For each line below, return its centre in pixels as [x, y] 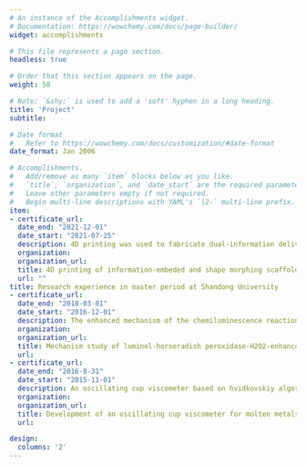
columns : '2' [42, 448]
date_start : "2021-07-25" [67, 236]
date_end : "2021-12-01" [62, 228]
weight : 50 [30, 85]
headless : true [38, 60]
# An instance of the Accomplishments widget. [99, 18]
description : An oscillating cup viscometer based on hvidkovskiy [146, 388]
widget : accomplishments [56, 35]
